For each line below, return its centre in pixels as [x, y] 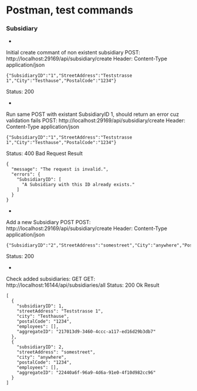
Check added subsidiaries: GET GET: [51, 279]
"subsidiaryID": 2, [40, 347]
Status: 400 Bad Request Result [45, 153]
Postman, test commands [70, 10]
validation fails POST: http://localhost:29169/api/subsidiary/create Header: [96, 121]
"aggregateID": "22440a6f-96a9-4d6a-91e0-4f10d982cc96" [86, 373]
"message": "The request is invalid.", [60, 169]
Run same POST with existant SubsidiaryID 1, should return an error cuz [93, 114]
